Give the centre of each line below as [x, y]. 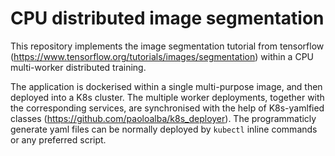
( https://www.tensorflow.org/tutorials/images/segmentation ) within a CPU [162, 56]
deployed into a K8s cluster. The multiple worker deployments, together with [167, 97]
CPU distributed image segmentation [167, 18]
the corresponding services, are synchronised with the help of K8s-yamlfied [167, 108]
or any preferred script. [58, 139]
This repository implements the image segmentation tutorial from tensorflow [167, 46]
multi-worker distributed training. [78, 67]
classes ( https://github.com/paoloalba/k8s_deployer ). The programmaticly [163, 118]
